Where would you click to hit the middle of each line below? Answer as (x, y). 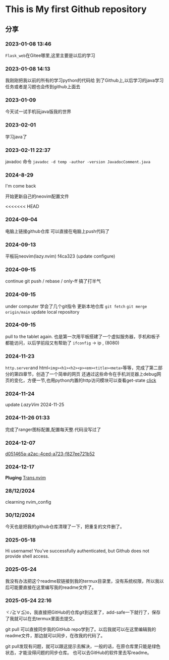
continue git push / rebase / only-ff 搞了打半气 (53, 281)
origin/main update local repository (42, 312)
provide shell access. (27, 556)
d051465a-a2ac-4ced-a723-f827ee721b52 (50, 454)
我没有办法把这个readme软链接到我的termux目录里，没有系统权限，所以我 (82, 581)
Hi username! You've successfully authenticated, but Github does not (77, 551)
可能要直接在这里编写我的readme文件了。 (53, 587)
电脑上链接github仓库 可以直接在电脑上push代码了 (58, 231)
